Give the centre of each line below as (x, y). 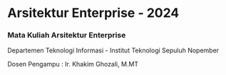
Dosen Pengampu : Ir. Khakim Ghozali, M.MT (73, 64)
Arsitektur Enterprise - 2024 (93, 13)
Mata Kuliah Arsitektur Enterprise (67, 35)
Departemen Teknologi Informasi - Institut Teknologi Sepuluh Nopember (113, 50)
